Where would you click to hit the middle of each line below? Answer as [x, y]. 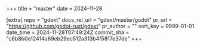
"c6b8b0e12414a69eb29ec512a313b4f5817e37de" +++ [74, 38]
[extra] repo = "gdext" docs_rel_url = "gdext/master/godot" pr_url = [89, 20]
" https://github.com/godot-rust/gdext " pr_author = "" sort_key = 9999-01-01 [100, 26]
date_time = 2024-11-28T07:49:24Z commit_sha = [68, 32]
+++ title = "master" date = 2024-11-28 [54, 9]
